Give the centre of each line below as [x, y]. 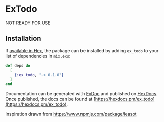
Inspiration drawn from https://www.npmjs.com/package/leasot [71, 114]
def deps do [18, 65]
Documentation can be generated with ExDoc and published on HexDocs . [81, 94]
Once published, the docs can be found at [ [50, 99]
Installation [23, 39]
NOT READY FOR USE [28, 23]
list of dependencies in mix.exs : [38, 56]
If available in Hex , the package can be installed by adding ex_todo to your [82, 50]
